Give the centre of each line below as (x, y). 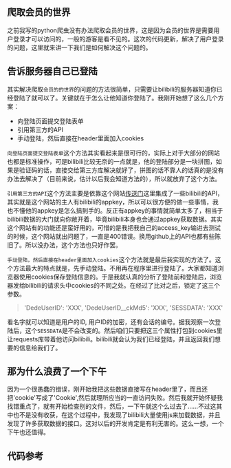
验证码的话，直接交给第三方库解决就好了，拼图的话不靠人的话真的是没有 (121, 170)
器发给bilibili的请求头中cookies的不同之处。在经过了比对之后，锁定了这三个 (113, 285)
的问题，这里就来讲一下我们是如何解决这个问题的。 (79, 47)
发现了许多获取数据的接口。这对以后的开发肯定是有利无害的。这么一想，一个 (115, 424)
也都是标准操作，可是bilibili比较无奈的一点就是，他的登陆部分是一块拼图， (112, 161)
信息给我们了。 (40, 348)
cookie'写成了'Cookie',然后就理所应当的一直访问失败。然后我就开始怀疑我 (119, 398)
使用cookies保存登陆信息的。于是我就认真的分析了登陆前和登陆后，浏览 (120, 277)
